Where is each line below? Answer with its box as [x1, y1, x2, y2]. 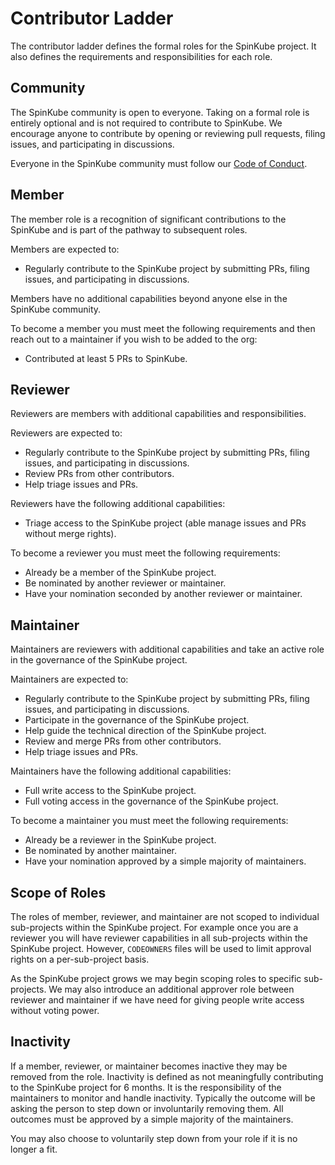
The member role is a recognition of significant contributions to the [10, 213, 287, 225]
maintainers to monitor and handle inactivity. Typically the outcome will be [10, 1092, 316, 1104]
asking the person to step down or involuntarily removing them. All [10, 1102, 284, 1114]
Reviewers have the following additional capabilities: [10, 498, 226, 510]
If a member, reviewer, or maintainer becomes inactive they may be [10, 1060, 288, 1072]
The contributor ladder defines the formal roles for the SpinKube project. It [10, 40, 317, 52]
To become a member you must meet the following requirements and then [10, 322, 316, 334]
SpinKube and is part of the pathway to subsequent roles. [10, 223, 248, 236]
